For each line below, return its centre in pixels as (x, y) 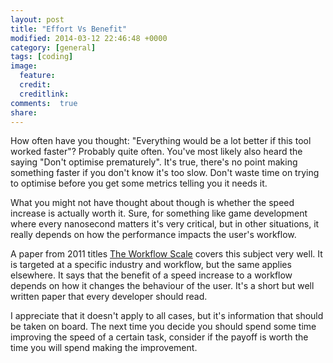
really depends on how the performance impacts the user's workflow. (153, 235)
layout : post (37, 19)
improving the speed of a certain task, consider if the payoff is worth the (159, 337)
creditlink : (44, 94)
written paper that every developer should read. (109, 297)
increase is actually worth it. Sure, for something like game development (159, 213)
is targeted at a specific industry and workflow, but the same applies (151, 265)
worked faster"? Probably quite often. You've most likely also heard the (156, 152)
